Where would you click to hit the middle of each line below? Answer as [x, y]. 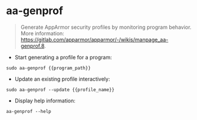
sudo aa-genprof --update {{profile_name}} [60, 89]
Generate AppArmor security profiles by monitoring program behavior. [106, 27]
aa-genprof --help [29, 111]
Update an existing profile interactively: [62, 79]
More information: [42, 33]
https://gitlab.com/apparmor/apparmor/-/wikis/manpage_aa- [94, 39]
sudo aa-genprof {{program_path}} [49, 68]
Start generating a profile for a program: [63, 57]
